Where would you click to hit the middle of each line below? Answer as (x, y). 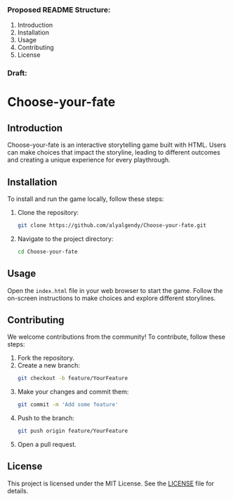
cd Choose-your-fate (47, 252)
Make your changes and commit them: (73, 392)
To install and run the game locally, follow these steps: (86, 199)
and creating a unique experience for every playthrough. (89, 160)
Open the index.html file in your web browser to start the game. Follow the (115, 290)
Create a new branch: (49, 365)
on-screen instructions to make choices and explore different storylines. (112, 298)
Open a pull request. (47, 445)
